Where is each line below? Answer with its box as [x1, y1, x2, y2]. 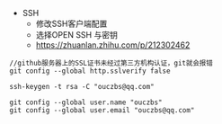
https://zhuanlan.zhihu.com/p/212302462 [35, 40, 191, 50]
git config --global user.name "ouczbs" [9, 98, 164, 107]
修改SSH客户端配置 [35, 18, 108, 29]
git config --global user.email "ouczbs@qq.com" [9, 106, 195, 115]
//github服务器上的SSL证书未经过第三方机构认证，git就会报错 [9, 58, 213, 67]
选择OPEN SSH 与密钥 [35, 30, 119, 40]
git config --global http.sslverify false [9, 66, 171, 75]
